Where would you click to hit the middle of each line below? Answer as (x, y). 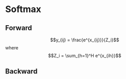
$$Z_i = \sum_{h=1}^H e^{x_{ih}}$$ (85, 56)
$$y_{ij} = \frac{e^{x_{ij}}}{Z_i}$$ (85, 40)
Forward (19, 28)
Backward (21, 71)
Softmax (23, 9)
